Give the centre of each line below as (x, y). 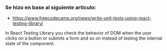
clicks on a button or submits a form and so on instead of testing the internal (84, 38)
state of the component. (30, 44)
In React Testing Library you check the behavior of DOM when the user (78, 33)
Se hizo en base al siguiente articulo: (51, 7)
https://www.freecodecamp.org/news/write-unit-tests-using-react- (82, 18)
